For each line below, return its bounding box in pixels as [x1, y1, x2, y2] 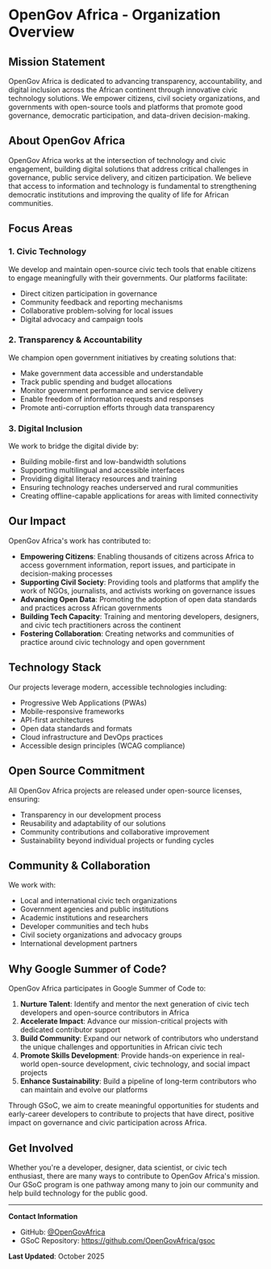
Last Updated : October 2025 [8, 1251, 105, 1261]
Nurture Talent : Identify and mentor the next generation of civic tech [19, 999, 249, 1009]
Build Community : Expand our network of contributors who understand [19, 1033, 259, 1043]
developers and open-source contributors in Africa [19, 1007, 190, 1018]
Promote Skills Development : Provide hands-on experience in [19, 1051, 228, 1061]
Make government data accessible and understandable [19, 368, 204, 378]
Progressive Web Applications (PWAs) [19, 697, 148, 707]
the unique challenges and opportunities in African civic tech [19, 1042, 223, 1052]
